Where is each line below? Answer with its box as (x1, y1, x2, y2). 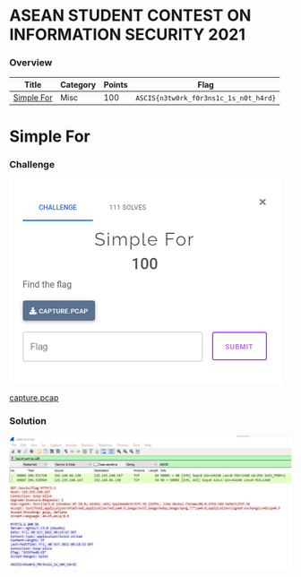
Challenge (9, 158, 56, 170)
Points (103, 79, 128, 90)
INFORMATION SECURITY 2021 (9, 24, 246, 45)
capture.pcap (9, 392, 59, 403)
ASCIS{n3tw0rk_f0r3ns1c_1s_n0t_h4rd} (135, 94, 276, 103)
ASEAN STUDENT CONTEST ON (9, 5, 252, 26)
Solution (9, 415, 47, 427)
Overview (9, 56, 53, 69)
